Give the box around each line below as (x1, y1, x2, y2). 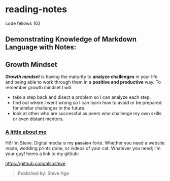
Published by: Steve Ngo (17, 170, 70, 176)
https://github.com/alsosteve (5, 161, 66, 167)
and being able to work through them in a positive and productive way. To (5, 79, 161, 85)
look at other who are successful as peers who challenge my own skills (12, 111, 162, 117)
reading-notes (5, 4, 67, 15)
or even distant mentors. (12, 116, 64, 122)
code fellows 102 (5, 20, 41, 26)
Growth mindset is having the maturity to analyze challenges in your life (5, 74, 158, 80)
